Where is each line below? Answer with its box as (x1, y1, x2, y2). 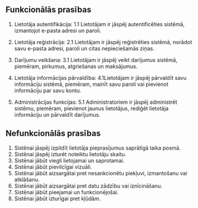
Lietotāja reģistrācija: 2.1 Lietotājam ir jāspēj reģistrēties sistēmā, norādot (14, 38, 193, 45)
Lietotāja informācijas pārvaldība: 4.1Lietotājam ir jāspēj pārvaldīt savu (14, 74, 187, 81)
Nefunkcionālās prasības (5, 128, 101, 139)
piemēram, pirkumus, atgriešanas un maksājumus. (14, 63, 138, 70)
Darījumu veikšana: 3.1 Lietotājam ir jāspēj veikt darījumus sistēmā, (14, 56, 178, 63)
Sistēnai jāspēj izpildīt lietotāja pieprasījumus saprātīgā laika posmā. (14, 144, 181, 151)
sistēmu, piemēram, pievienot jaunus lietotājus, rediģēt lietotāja (14, 104, 169, 112)
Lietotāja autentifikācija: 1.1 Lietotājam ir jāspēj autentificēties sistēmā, (14, 20, 185, 27)
